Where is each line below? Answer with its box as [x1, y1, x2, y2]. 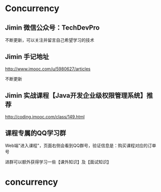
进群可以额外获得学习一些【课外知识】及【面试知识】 [5, 159, 112, 165]
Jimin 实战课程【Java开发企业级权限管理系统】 [5, 92, 147, 100]
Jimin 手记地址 [5, 53, 49, 61]
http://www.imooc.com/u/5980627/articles [5, 66, 91, 72]
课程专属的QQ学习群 [5, 129, 66, 137]
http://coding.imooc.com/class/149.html [5, 113, 85, 119]
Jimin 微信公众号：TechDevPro [5, 23, 100, 32]
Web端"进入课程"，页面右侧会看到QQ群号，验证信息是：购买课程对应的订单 [5, 143, 157, 148]
